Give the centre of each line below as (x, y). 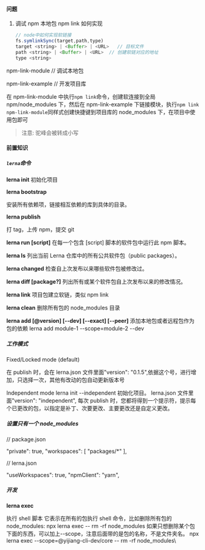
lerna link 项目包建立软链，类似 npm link (58, 295)
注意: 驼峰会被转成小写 (50, 133)
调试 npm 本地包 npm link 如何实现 (59, 23)
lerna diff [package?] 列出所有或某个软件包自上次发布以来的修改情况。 (96, 282)
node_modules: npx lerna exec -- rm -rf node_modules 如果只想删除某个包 (101, 526)
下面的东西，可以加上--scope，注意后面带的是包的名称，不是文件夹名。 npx (103, 534)
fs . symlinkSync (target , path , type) (59, 41)
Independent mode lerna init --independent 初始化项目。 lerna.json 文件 (97, 393)
